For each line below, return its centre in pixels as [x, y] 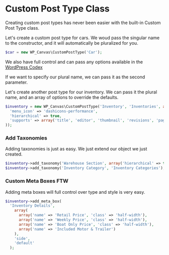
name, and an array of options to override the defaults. [62, 97]
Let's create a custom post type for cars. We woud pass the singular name [82, 38]
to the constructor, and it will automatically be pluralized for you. [72, 43]
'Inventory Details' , [32, 206]
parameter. [17, 82]
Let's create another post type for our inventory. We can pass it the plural [81, 92]
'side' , [22, 238]
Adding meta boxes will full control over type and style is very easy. [75, 192]
